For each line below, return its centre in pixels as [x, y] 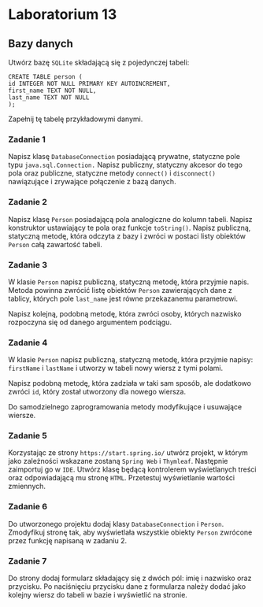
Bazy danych [41, 44]
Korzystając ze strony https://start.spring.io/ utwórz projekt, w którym [128, 453]
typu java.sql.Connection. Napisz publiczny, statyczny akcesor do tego [125, 165]
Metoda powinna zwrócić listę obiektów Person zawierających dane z [120, 290]
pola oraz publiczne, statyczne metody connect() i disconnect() [112, 173]
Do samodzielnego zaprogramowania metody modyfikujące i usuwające [125, 407]
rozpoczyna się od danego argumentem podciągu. [90, 322]
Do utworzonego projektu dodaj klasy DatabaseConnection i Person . [116, 524]
